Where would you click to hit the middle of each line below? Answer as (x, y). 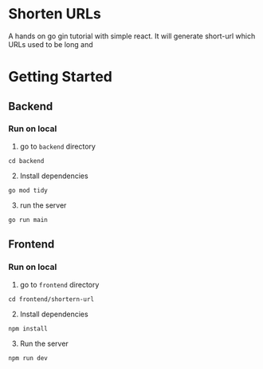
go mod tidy (28, 190)
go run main (28, 220)
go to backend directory (57, 146)
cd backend (26, 161)
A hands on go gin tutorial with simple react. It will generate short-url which (132, 36)
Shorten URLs (55, 14)
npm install (28, 328)
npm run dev (28, 358)
